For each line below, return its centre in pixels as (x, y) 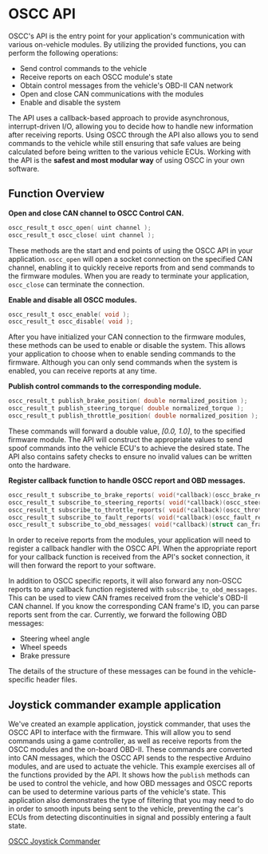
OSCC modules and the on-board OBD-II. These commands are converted (130, 749)
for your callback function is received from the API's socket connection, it (129, 557)
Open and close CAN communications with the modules (112, 93)
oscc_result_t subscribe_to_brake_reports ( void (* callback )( (112, 495)
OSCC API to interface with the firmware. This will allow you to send (120, 733)
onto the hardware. (39, 465)
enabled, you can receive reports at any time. (83, 371)
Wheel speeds (43, 647)
